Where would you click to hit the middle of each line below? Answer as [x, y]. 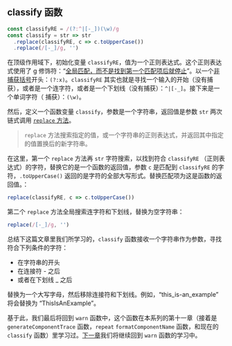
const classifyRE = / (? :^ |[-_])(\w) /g [63, 29]
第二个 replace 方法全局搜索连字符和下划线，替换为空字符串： [96, 212]
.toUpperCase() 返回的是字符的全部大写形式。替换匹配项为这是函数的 [118, 176]
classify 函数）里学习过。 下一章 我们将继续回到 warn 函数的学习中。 [104, 336]
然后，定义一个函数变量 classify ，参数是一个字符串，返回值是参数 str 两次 [115, 112]
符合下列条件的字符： [37, 248]
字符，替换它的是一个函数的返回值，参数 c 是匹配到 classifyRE [121, 167]
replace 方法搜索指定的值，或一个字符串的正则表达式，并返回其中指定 [124, 135]
